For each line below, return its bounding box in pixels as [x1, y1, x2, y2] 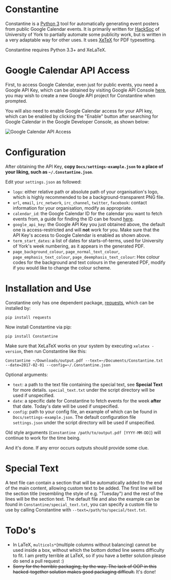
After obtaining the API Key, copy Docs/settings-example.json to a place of [5, 163, 163, 169]
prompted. [5, 98, 28, 104]
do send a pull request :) [12, 557, 64, 564]
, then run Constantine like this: [21, 348, 87, 354]
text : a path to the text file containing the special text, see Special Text [12, 381, 163, 387]
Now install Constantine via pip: [5, 324, 72, 330]
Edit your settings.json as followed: [5, 179, 82, 185]
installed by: [5, 305, 31, 311]
